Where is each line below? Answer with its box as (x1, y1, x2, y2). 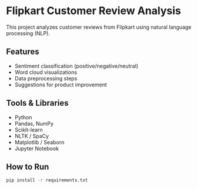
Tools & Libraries (6, 98, 69, 108)
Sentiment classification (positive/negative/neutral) (14, 62, 139, 69)
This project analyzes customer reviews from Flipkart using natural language (6, 23, 192, 31)
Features (6, 47, 39, 57)
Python (14, 113, 32, 121)
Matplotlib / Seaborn (14, 139, 65, 146)
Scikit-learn (14, 126, 43, 133)
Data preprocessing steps (14, 75, 78, 82)
